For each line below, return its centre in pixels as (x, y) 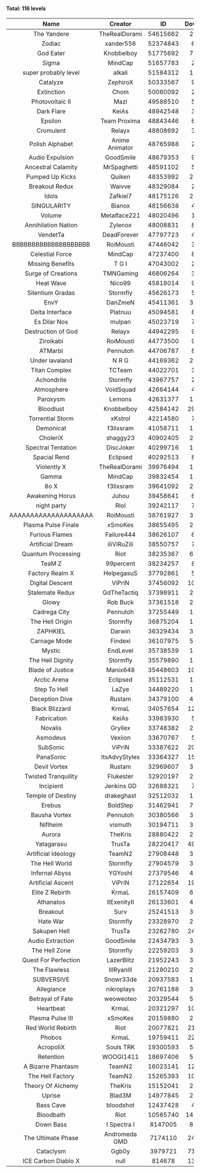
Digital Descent (51, 583)
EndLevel (121, 650)
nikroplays (121, 989)
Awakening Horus (51, 496)
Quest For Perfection (51, 960)
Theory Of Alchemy (51, 1086)
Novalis (51, 728)
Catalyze (51, 82)
